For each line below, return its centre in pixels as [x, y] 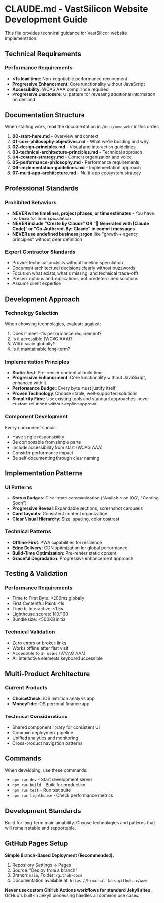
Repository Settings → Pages [41, 865]
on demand [24, 99]
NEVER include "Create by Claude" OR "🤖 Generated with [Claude [81, 224]
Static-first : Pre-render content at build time [57, 373]
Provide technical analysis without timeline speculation [68, 263]
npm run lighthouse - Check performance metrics [63, 795]
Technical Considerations [36, 716]
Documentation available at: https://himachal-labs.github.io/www [80, 881]
